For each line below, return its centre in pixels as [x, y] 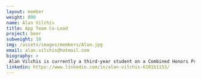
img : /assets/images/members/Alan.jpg [54, 45]
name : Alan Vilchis [31, 23]
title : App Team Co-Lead [37, 28]
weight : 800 [21, 17]
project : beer [24, 34]
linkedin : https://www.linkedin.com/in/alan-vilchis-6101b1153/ [88, 67]
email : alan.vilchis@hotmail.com [48, 50]
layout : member [25, 12]
